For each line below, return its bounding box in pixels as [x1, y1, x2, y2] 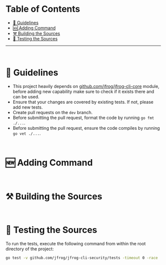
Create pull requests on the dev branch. [12, 109, 93, 115]
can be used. [12, 93, 40, 99]
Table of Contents [5, 3, 80, 15]
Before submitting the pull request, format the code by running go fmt [12, 115, 154, 120]
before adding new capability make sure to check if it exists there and [12, 88, 155, 94]
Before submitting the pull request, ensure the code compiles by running [12, 125, 160, 131]
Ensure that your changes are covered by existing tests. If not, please [12, 99, 154, 105]
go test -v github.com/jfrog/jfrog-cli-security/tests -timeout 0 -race [5, 255, 158, 260]
